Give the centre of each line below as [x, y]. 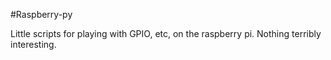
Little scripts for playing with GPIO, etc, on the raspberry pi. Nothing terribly [166, 33]
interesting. [33, 44]
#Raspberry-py [41, 14]
